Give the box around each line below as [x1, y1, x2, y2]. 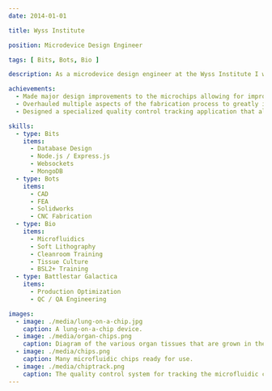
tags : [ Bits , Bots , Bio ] [8, 56, 100, 64]
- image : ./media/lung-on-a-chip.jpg [15, 317, 143, 325]
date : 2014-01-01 [8, 11, 67, 20]
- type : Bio [15, 220, 57, 228]
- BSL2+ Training [29, 265, 89, 274]
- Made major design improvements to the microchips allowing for [15, 92, 244, 101]
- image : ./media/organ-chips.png [15, 333, 132, 341]
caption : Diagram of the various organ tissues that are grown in [23, 340, 252, 348]
